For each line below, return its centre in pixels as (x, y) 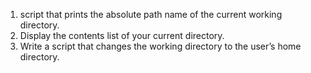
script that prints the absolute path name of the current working (151, 14)
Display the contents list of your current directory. (122, 35)
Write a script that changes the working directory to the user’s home (160, 46)
